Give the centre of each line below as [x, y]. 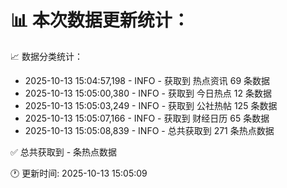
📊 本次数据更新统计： [100, 20]
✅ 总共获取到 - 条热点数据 [64, 152]
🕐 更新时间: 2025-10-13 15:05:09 [79, 173]
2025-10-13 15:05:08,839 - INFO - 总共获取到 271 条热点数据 [149, 130]
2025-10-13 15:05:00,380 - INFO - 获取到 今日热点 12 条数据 [148, 93]
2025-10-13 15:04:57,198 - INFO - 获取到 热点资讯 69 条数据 [147, 80]
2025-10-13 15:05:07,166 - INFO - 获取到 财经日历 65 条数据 [147, 118]
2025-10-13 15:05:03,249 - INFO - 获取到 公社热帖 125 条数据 [151, 105]
